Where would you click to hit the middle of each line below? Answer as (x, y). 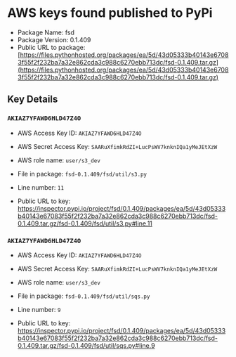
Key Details (33, 99)
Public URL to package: (51, 47)
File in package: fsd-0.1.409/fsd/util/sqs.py (84, 296)
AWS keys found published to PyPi (110, 13)
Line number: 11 (41, 187)
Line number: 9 (39, 309)
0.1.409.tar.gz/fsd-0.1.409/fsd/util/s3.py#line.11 (85, 223)
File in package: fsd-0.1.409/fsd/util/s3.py (82, 174)
